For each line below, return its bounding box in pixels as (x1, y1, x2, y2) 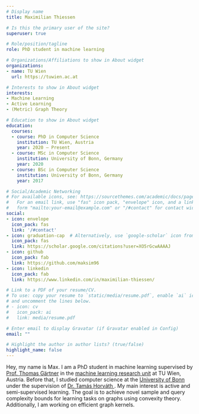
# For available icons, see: (6, 194, 78, 200)
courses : (11, 128, 33, 134)
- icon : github (6, 249, 44, 255)
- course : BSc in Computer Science (11, 166, 99, 172)
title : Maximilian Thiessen (6, 14, 76, 20)
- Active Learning (6, 101, 52, 107)
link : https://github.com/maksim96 (11, 260, 99, 266)
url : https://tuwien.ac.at (11, 73, 78, 80)
